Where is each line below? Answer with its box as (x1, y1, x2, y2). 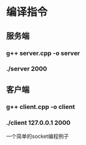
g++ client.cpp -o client (6, 102, 75, 111)
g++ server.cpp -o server (6, 49, 81, 57)
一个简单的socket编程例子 (6, 133, 69, 140)
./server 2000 (6, 65, 47, 73)
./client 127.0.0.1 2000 (6, 118, 71, 127)
